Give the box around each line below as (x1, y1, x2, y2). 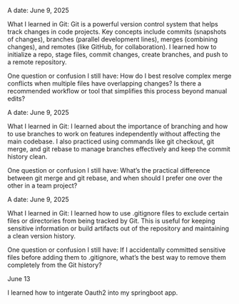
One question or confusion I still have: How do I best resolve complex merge (7, 71, 232, 80)
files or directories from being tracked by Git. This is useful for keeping (7, 217, 215, 225)
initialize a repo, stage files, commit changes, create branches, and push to (7, 50, 228, 59)
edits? (7, 94, 26, 103)
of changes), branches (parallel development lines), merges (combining (7, 35, 218, 44)
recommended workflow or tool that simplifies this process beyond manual (7, 87, 228, 95)
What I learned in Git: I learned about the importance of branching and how (7, 122, 228, 131)
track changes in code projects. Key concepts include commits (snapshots (7, 28, 227, 36)
